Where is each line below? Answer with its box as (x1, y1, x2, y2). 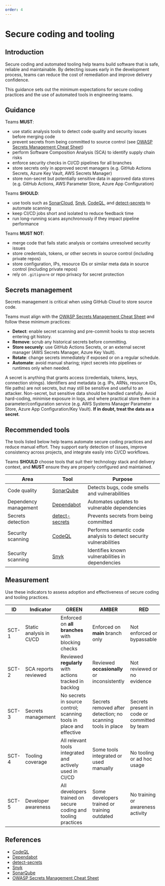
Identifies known (87, 547, 126, 554)
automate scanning (12, 205, 52, 211)
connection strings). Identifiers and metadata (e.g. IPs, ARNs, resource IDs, (5, 380, 157, 386)
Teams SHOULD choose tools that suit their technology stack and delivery (5, 459, 155, 465)
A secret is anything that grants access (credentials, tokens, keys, (5, 375, 138, 381)
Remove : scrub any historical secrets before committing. (12, 339, 128, 345)
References (5, 836, 41, 844)
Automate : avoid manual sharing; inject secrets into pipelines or (12, 360, 142, 366)
